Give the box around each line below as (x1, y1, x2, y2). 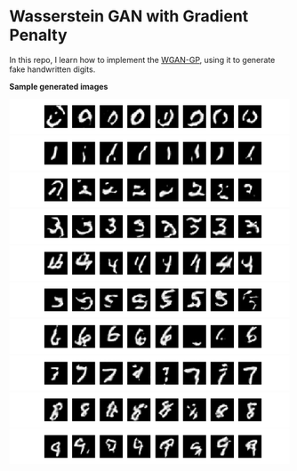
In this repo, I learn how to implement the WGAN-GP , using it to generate (9, 54, 276, 65)
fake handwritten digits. (9, 64, 96, 75)
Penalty (9, 25, 68, 45)
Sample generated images (9, 81, 108, 92)
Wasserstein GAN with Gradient (9, 6, 249, 27)
